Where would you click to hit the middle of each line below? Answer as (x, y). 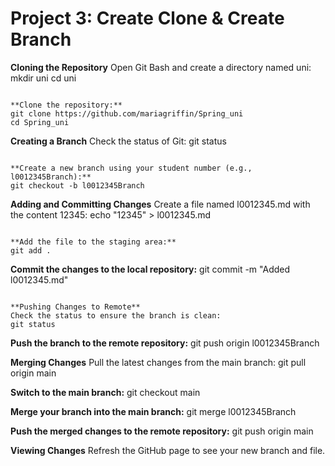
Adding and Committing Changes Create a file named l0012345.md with (160, 204)
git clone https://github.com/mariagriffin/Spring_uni (127, 113)
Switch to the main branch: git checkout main (105, 392)
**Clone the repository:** (66, 105)
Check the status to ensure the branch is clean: (116, 315)
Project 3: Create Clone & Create (147, 18)
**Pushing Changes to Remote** (75, 307)
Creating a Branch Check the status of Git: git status (118, 141)
